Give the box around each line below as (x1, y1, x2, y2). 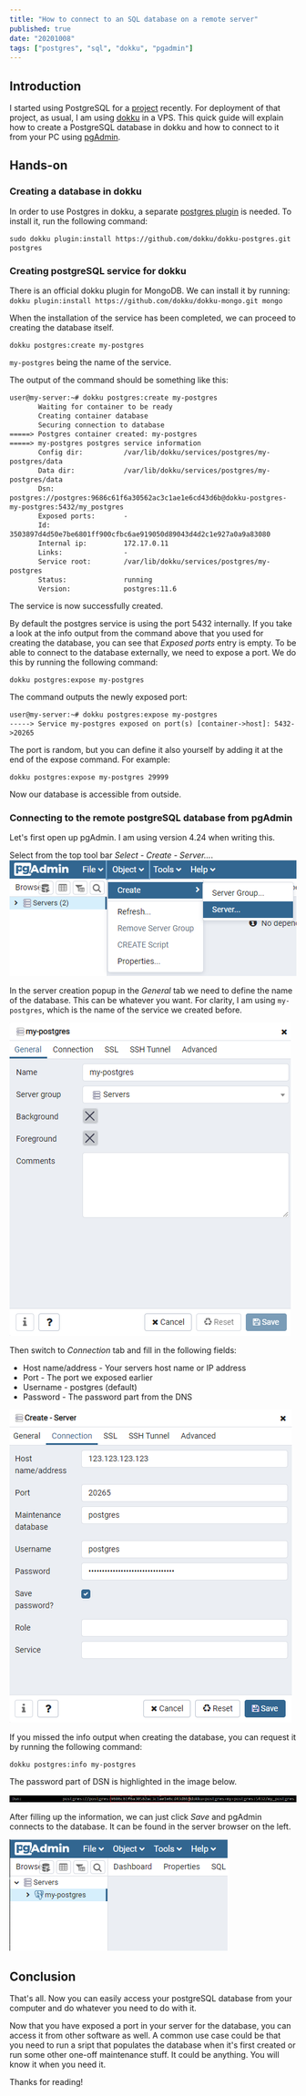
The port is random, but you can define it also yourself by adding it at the (9, 745, 284, 756)
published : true (9, 24, 71, 34)
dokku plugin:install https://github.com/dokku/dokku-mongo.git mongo (9, 297, 283, 306)
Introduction (9, 78, 82, 94)
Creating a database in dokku (9, 185, 143, 198)
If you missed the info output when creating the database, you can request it (9, 1732, 297, 1743)
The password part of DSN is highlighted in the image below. (9, 1776, 238, 1787)
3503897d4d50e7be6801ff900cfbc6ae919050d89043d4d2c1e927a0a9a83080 (9, 530, 271, 539)
